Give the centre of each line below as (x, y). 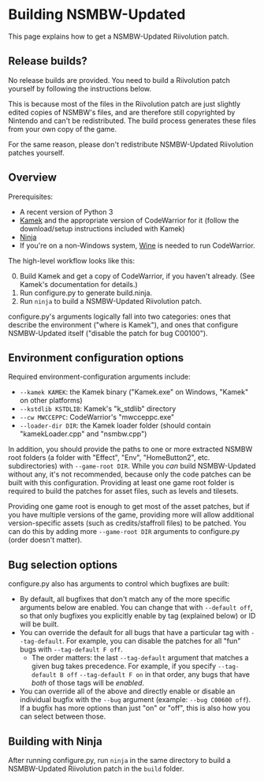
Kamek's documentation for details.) (78, 284)
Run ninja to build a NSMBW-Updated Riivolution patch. (111, 301)
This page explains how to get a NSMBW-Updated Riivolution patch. (119, 36)
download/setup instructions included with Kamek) (102, 228)
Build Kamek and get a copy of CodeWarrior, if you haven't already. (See (137, 276)
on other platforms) (51, 401)
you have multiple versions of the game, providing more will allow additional (131, 515)
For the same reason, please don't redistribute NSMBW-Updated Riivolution (131, 144)
